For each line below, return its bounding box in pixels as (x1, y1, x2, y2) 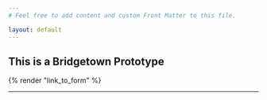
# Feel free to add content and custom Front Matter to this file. (8, 11, 237, 20)
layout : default (8, 25, 62, 34)
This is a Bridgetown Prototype (8, 54, 164, 68)
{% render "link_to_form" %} (8, 76, 102, 85)
